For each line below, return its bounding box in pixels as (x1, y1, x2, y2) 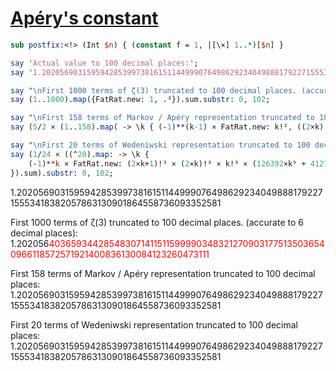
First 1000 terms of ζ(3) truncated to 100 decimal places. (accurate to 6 (10, 216, 304, 228)
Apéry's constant (10, 7, 159, 30)
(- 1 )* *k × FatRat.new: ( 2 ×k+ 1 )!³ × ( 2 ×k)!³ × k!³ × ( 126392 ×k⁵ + (28, 158, 307, 169)
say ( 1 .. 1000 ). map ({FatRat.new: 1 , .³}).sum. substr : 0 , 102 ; (10, 95, 271, 105)
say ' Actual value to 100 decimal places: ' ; (10, 58, 199, 68)
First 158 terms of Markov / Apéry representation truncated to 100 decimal (10, 267, 316, 279)
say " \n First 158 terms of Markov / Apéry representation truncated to (10, 113, 315, 123)
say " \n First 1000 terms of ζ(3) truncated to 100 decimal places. (10, 85, 298, 96)
